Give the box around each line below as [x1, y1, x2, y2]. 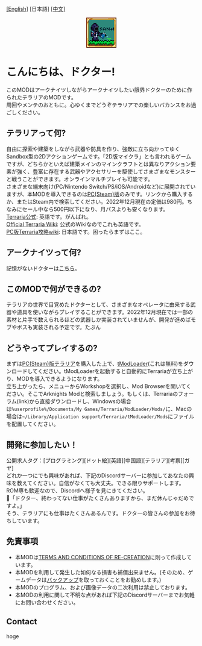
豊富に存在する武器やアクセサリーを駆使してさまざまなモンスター [32, 168, 196, 175]
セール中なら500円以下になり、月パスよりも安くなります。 [22, 205, 169, 213]
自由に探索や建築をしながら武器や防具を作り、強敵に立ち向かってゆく [6, 145, 180, 152]
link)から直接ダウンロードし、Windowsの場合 [18, 398, 131, 405]
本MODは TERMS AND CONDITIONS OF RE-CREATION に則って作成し [14, 553, 187, 560]
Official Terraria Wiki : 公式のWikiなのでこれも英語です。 [6, 221, 144, 228]
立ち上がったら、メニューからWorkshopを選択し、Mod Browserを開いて [6, 383, 186, 390]
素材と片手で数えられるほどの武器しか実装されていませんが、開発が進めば [6, 316, 191, 324]
